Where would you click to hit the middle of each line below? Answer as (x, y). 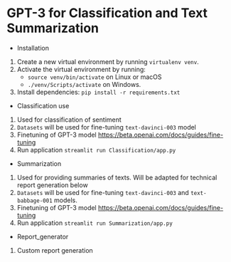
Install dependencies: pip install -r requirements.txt (98, 92)
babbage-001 (34, 201)
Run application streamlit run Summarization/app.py (95, 223)
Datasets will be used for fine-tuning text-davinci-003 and (103, 192)
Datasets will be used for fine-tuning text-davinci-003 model (107, 127)
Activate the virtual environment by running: (81, 69)
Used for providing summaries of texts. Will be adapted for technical (117, 177)
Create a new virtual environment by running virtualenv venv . (108, 61)
